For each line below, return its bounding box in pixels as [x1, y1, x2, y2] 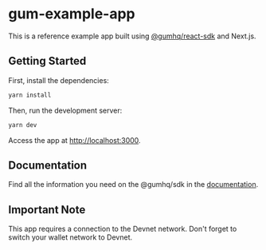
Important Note [8, 203, 86, 216]
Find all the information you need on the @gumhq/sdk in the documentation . [8, 180, 259, 189]
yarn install [8, 91, 52, 99]
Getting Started [8, 54, 87, 68]
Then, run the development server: [8, 105, 123, 115]
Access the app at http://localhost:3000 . [8, 135, 141, 145]
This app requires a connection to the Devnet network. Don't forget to [8, 224, 237, 234]
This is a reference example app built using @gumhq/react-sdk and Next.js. [8, 31, 256, 41]
